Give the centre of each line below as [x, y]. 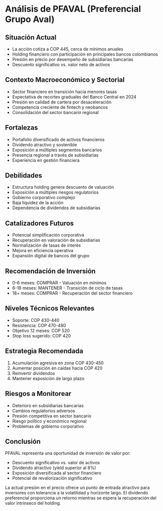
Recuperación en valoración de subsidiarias [56, 240]
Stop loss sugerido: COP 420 [41, 335]
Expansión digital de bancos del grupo [51, 256]
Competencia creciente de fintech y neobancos [60, 107]
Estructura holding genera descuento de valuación [63, 187]
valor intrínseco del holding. [33, 503]
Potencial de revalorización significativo [52, 478]
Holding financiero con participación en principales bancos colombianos [85, 54]
